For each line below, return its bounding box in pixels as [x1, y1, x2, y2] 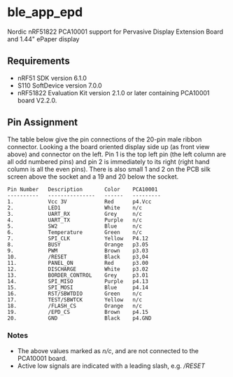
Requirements [7, 55, 70, 67]
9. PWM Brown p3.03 [7, 247, 149, 254]
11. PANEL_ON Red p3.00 [7, 259, 149, 266]
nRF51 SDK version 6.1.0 [17, 74, 87, 82]
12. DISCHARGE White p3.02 [7, 266, 149, 273]
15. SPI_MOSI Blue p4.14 [7, 284, 149, 291]
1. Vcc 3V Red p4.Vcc [7, 198, 152, 205]
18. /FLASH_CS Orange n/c [7, 302, 142, 309]
